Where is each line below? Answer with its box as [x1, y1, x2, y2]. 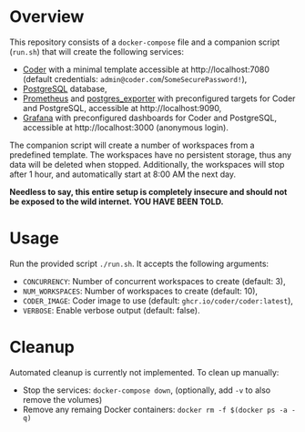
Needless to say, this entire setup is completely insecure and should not [9, 186, 288, 197]
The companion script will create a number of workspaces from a [9, 139, 255, 150]
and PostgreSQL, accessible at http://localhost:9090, [22, 102, 222, 113]
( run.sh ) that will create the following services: [9, 46, 185, 57]
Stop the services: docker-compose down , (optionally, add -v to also [22, 385, 271, 396]
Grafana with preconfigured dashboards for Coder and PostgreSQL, [22, 112, 278, 123]
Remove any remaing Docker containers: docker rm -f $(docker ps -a [22, 404, 289, 415]
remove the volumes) [22, 394, 103, 405]
